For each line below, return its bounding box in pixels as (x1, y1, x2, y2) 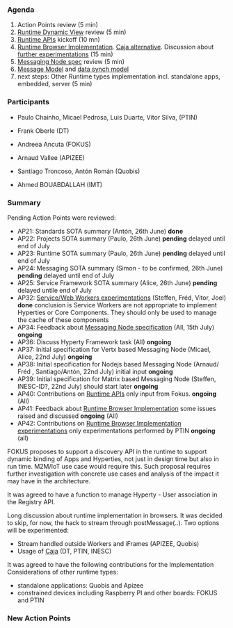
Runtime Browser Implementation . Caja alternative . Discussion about (17, 43, 214, 51)
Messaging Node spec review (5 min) (17, 58, 125, 66)
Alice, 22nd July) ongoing (17, 353, 93, 361)
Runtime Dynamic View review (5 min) (17, 28, 127, 36)
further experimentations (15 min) (17, 50, 113, 58)
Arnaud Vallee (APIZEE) (17, 153, 85, 161)
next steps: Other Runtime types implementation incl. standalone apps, (17, 72, 220, 81)
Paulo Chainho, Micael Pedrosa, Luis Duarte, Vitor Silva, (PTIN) (17, 113, 198, 121)
